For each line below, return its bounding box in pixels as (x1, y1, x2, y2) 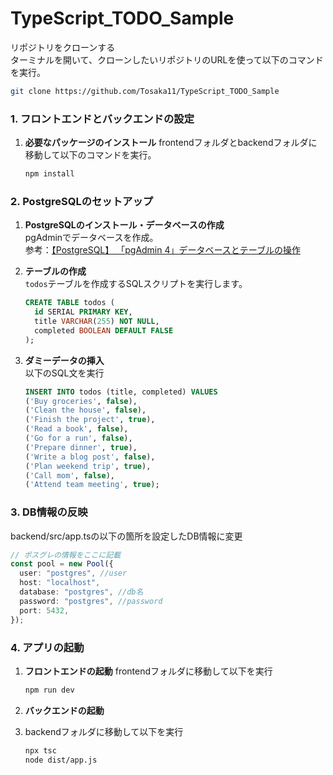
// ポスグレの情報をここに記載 (10, 550, 122, 560)
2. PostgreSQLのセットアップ (10, 194, 154, 208)
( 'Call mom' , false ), (24, 470, 116, 481)
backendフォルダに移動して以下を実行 (24, 725, 184, 737)
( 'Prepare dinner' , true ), (24, 442, 138, 452)
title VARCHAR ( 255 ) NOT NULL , (34, 317, 160, 327)
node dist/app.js (24, 755, 98, 765)
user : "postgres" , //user (19, 568, 128, 579)
